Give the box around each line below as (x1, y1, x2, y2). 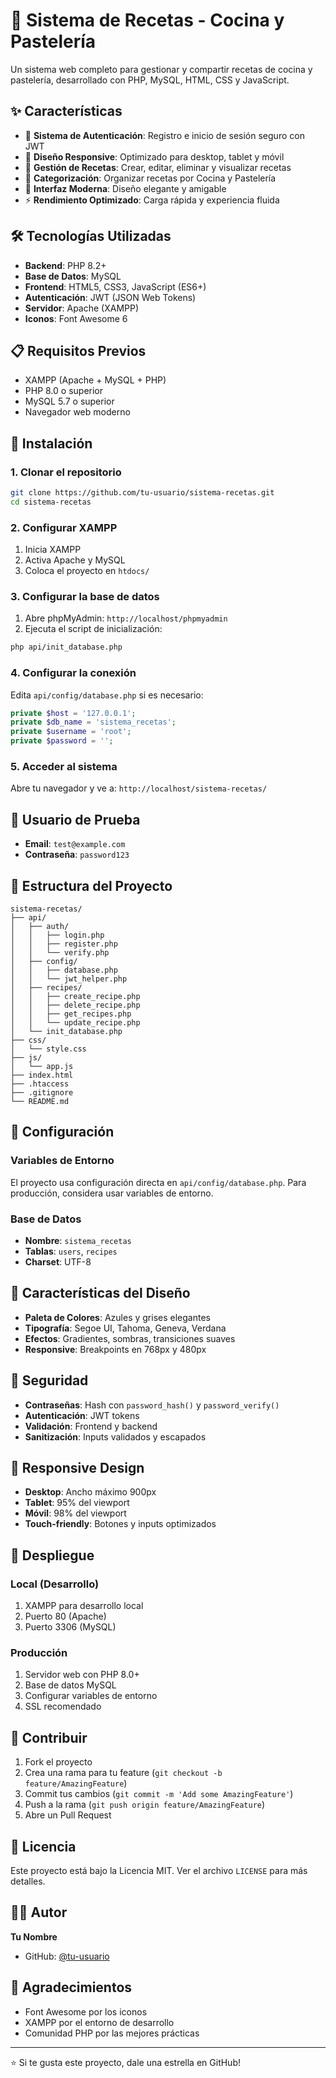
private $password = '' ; (10, 736, 114, 746)
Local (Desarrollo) (10, 1577, 100, 1591)
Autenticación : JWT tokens (24, 1409, 140, 1421)
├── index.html (10, 1070, 74, 1080)
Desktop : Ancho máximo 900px (24, 1486, 157, 1498)
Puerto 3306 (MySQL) (24, 1621, 117, 1633)
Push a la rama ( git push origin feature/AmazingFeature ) (24, 1799, 266, 1811)
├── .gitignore (10, 1088, 74, 1098)
